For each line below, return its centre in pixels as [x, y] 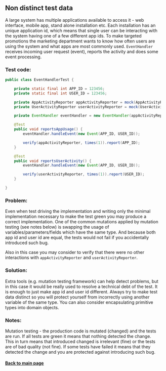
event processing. [23, 57]
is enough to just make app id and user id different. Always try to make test [81, 291]
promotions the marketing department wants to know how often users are [80, 41]
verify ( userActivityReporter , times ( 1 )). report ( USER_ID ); [84, 174]
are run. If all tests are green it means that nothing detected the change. [78, 336]
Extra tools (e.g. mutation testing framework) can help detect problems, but [82, 281]
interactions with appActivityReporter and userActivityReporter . [71, 258]
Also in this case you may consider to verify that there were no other [75, 252]
